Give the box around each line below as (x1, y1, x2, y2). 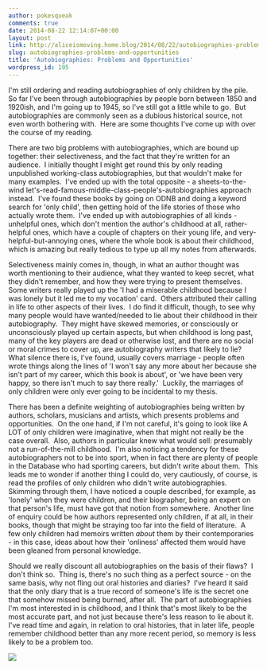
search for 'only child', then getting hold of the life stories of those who (8, 202, 241, 212)
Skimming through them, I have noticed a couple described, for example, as (8, 486, 257, 496)
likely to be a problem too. (8, 637, 94, 647)
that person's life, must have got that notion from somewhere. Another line (8, 503, 254, 513)
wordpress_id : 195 (8, 64, 69, 72)
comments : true (8, 19, 59, 27)
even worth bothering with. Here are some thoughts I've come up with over (8, 119, 256, 128)
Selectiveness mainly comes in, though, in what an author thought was (8, 259, 240, 269)
